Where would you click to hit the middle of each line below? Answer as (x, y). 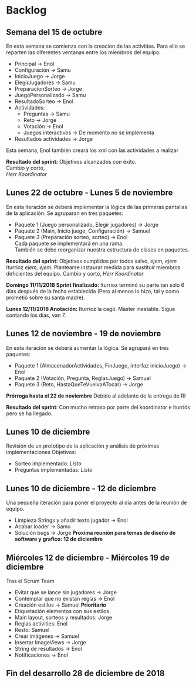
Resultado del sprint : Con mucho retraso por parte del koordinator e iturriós (98, 407)
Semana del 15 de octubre (54, 32)
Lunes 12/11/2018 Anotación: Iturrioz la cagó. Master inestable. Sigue (91, 309)
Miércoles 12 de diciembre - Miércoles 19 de (88, 557)
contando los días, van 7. (36, 315)
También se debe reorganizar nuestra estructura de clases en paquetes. (102, 249)
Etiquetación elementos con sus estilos (62, 611)
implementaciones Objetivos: (41, 452)
